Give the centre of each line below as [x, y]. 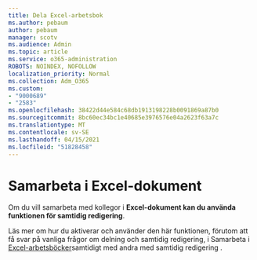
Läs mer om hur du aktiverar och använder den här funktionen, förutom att [128, 231]
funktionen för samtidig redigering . [67, 216]
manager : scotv [33, 37]
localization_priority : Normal [59, 74]
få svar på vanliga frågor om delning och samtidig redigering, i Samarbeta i [129, 240]
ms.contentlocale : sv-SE [49, 132]
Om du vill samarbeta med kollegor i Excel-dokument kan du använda [122, 207]
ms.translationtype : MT [47, 125]
